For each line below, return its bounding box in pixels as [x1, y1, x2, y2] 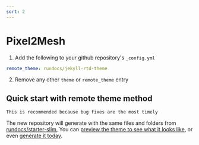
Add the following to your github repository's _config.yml [14, 54, 156, 61]
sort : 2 [6, 8, 26, 15]
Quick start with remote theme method [6, 93, 153, 103]
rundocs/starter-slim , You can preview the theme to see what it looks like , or [6, 126, 193, 133]
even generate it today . [6, 132, 62, 140]
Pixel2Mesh [6, 34, 66, 48]
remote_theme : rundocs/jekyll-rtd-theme [6, 65, 108, 71]
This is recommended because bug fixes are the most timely [6, 109, 159, 115]
